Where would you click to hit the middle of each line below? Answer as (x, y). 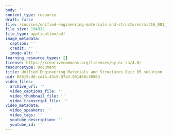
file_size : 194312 (25, 29)
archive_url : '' (27, 86)
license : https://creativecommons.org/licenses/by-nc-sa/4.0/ (73, 63)
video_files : (19, 82)
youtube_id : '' (26, 124)
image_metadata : (23, 39)
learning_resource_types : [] (37, 58)
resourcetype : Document (31, 67)
